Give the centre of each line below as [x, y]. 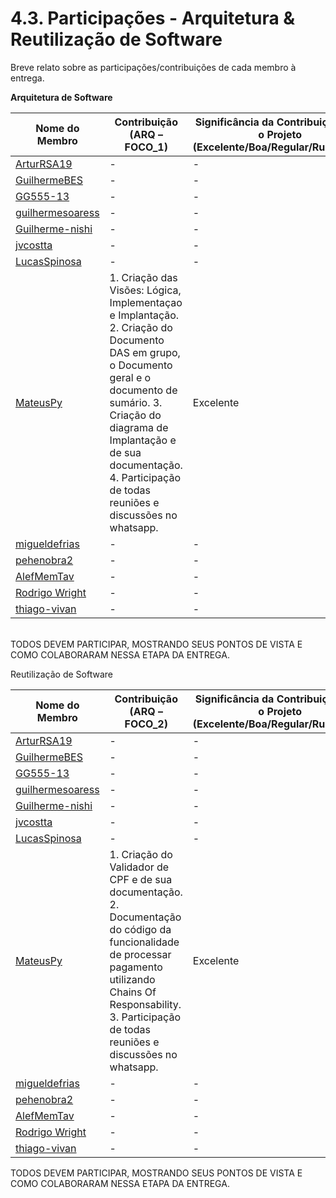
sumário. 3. [136, 402]
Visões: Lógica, [145, 290]
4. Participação [145, 477]
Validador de [139, 867]
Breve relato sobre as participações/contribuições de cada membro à [153, 67]
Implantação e [143, 440]
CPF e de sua [141, 879]
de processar [140, 954]
